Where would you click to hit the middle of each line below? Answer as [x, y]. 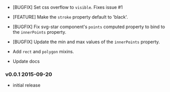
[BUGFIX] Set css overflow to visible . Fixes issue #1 [67, 7]
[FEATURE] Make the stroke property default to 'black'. [70, 17]
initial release [26, 85]
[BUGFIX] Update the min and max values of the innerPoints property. [86, 42]
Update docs [26, 61]
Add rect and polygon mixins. [43, 52]
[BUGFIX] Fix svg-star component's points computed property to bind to [89, 27]
